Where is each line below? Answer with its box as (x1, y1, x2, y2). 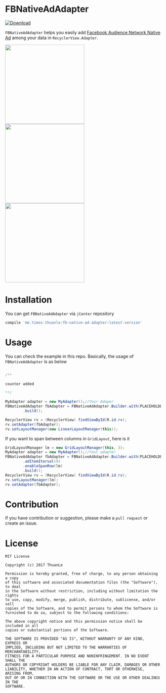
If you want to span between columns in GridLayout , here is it (5, 435, 130, 441)
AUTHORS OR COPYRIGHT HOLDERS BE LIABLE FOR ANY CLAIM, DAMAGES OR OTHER (5, 662, 161, 667)
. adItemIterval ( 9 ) (23, 459, 61, 464)
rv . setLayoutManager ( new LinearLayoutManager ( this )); (5, 426, 119, 431)
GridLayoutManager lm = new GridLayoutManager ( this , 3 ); (5, 445, 125, 450)
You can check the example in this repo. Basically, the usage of (5, 353, 134, 359)
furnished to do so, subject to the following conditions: (5, 610, 129, 615)
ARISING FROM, (5, 671, 35, 676)
